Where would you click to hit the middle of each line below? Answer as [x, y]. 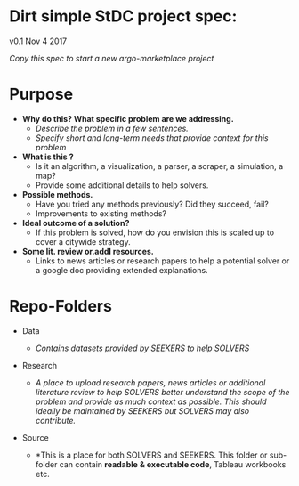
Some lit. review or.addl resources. [88, 251]
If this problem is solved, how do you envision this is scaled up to [154, 232]
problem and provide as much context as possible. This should [151, 401]
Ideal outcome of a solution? [76, 223]
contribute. [56, 420]
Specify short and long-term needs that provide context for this [152, 138]
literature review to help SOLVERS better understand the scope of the [162, 392]
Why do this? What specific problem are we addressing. [128, 118]
